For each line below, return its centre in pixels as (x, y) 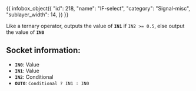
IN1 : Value (27, 71)
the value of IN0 (25, 32)
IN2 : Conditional (34, 77)
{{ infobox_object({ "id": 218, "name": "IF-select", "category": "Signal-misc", (98, 8)
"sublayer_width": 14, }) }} (37, 15)
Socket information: (43, 50)
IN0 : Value (27, 64)
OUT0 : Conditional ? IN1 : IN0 (52, 83)
